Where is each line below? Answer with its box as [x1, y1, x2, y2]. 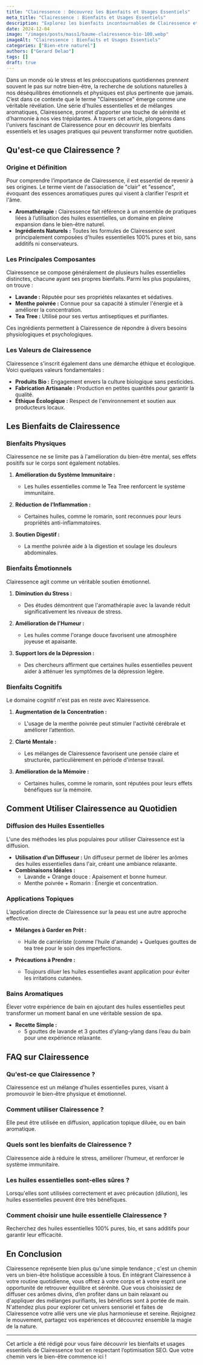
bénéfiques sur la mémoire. [24, 786, 92, 793]
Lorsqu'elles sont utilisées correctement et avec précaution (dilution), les [6, 1190, 188, 1197]
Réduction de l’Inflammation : [14, 501, 91, 508]
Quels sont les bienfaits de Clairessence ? [6, 1141, 132, 1149]
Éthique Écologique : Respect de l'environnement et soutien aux [14, 397, 176, 404]
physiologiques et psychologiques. [6, 331, 93, 338]
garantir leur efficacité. [6, 1231, 63, 1239]
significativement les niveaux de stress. [24, 607, 123, 615]
